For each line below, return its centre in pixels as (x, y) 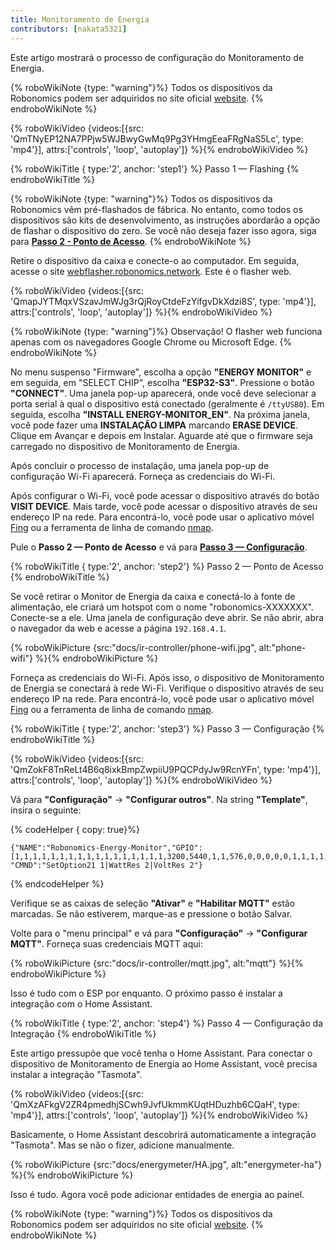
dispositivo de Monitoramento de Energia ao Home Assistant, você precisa (164, 1063)
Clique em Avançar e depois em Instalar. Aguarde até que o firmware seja (161, 435)
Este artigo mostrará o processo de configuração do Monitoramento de (157, 57)
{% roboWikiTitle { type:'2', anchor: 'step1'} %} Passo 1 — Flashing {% (155, 168)
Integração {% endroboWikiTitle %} (83, 1033)
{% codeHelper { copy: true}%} (75, 829)
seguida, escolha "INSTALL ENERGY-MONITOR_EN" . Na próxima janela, (160, 414)
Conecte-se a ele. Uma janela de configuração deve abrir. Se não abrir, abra (167, 617)
